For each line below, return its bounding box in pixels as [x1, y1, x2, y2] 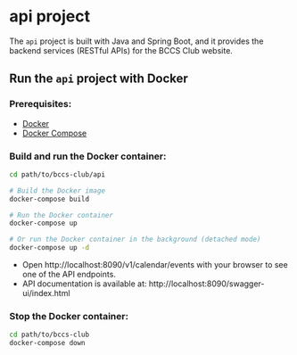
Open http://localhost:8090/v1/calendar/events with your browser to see [21, 260, 288, 270]
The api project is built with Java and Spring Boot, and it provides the [9, 36, 264, 46]
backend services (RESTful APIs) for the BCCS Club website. [9, 45, 234, 55]
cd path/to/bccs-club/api [9, 169, 105, 179]
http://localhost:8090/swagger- [148, 278, 265, 289]
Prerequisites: [9, 98, 72, 111]
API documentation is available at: [21, 278, 147, 289]
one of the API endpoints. [21, 269, 116, 280]
